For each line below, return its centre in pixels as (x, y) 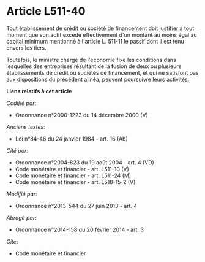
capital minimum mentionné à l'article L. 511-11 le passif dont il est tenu (95, 41)
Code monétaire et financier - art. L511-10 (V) (72, 169)
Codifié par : (21, 103)
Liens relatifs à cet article (39, 91)
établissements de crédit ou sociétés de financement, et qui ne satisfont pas (102, 72)
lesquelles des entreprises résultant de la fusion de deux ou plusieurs (94, 66)
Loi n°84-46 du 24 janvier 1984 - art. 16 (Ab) (71, 139)
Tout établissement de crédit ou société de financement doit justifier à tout (100, 28)
